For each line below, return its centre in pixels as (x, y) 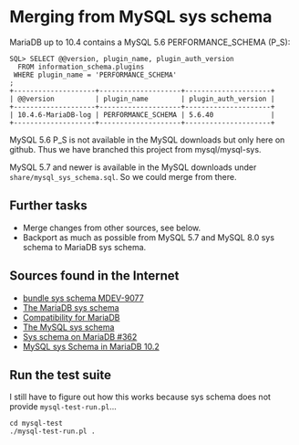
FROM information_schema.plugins (81, 67)
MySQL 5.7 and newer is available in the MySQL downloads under (133, 167)
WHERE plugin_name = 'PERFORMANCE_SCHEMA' (95, 75)
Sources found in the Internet (94, 276)
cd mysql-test (36, 424)
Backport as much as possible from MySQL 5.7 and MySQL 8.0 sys (149, 237)
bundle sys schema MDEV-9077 (83, 298)
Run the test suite (61, 375)
